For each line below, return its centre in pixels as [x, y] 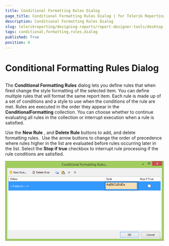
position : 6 [18, 43]
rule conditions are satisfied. [35, 154]
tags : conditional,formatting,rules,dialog [52, 32]
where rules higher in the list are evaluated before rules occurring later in [81, 143]
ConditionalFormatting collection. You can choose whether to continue [79, 112]
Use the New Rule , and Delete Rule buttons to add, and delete [70, 133]
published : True [22, 37]
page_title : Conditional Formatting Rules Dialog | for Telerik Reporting [85, 16]
